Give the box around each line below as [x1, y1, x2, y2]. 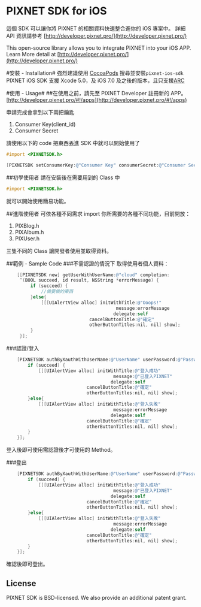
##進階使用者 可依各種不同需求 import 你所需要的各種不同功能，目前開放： [6, 210, 191, 217]
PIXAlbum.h [14, 228, 44, 235]
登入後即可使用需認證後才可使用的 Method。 [6, 446, 116, 454]
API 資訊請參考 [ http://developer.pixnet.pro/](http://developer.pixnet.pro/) [6, 32, 187, 40]
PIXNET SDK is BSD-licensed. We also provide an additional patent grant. [6, 594, 187, 602]
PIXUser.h [14, 235, 40, 242]
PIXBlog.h [14, 222, 39, 229]
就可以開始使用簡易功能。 [6, 197, 69, 204]
